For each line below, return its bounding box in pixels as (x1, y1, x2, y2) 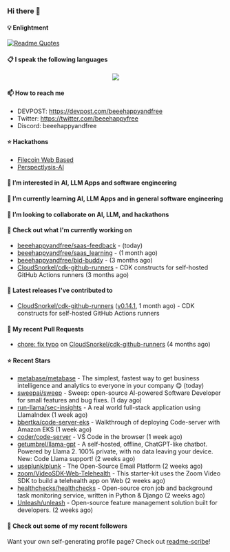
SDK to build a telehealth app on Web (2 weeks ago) (17, 477, 166, 485)
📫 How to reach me (7, 89, 65, 97)
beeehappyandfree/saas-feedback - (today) (17, 241, 143, 249)
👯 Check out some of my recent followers (7, 522, 127, 530)
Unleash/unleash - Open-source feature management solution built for (17, 499, 218, 507)
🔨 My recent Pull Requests (7, 325, 84, 333)
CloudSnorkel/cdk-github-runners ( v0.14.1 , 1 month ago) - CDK (17, 301, 195, 309)
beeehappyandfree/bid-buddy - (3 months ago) (17, 256, 153, 264)
